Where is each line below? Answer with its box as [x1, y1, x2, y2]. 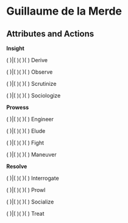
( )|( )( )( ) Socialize [6, 198, 54, 205]
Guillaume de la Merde [6, 4, 123, 18]
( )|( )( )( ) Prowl [6, 186, 46, 193]
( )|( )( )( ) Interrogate [6, 175, 59, 182]
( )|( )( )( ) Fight [6, 139, 44, 146]
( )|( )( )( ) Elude [6, 127, 46, 135]
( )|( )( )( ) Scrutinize [6, 80, 57, 87]
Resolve [6, 163, 27, 170]
